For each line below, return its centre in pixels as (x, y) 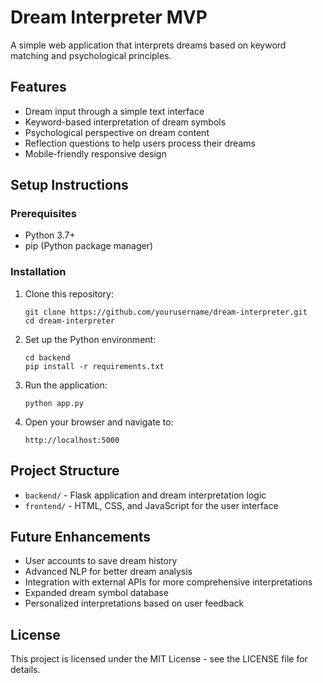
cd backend (47, 357)
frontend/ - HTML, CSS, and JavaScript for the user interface (151, 505)
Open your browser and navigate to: (99, 422)
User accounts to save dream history (101, 561)
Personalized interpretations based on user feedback (134, 603)
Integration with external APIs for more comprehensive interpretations (168, 582)
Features (38, 87)
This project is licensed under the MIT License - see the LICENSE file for (159, 659)
